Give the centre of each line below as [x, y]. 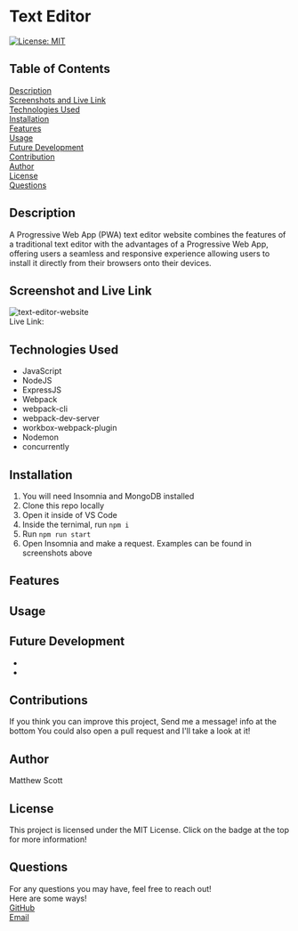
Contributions [48, 700]
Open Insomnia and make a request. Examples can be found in [137, 543]
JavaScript [42, 371]
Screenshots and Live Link [58, 100]
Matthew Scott [36, 781]
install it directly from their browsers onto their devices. [110, 263]
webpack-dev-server [61, 418]
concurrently [45, 447]
